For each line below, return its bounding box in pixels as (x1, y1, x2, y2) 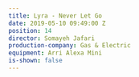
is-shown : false (8, 57, 63, 65)
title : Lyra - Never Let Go (8, 11, 103, 20)
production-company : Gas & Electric (8, 42, 131, 50)
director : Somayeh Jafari (8, 34, 95, 43)
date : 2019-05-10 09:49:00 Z (8, 19, 106, 27)
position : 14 (8, 26, 52, 34)
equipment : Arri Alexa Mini (8, 49, 103, 57)
